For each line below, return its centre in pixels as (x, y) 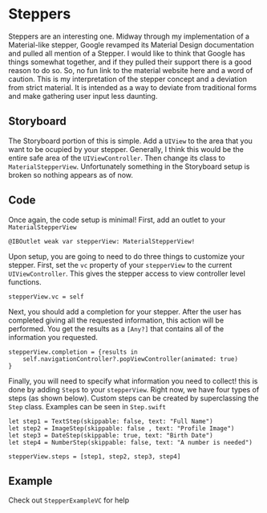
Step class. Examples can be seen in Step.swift (87, 406)
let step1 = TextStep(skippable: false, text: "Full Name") (111, 421)
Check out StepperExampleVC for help (69, 500)
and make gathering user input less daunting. (83, 96)
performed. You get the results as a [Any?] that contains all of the (116, 328)
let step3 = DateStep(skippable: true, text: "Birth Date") (111, 435)
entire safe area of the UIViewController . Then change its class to (117, 158)
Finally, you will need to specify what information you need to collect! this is (133, 381)
